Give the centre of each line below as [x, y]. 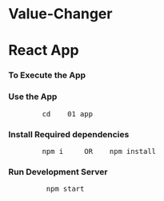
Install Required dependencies [69, 134]
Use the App [33, 97]
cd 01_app [68, 114]
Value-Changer [60, 14]
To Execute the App [47, 75]
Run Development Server [58, 171]
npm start [65, 189]
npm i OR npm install [99, 151]
